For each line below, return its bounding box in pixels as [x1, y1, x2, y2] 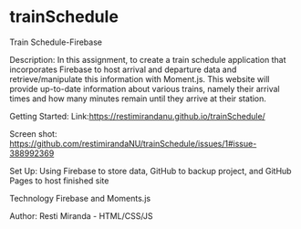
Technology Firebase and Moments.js [9, 193, 151, 203]
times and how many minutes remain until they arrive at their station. [9, 93, 267, 104]
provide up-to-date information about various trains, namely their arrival [9, 83, 280, 94]
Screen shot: [9, 128, 57, 139]
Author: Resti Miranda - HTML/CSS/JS [9, 210, 153, 221]
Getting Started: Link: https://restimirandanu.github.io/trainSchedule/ [9, 110, 266, 121]
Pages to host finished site [9, 175, 109, 186]
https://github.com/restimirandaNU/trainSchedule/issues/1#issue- [9, 138, 257, 149]
